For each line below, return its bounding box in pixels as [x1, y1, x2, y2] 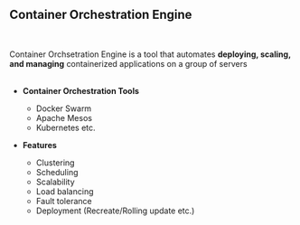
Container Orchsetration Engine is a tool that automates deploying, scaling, [9, 49, 291, 60]
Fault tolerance [35, 195, 92, 206]
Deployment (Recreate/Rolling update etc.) [35, 205, 195, 216]
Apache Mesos [35, 112, 93, 123]
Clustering [35, 157, 75, 168]
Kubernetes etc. [35, 122, 97, 133]
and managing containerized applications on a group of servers [9, 58, 248, 69]
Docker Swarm [35, 103, 92, 114]
